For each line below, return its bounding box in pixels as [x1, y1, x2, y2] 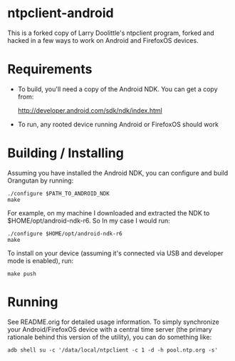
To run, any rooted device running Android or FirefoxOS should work [17, 120, 219, 128]
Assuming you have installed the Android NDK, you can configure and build [7, 168, 229, 177]
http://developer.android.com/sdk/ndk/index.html [17, 106, 162, 115]
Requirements [7, 61, 93, 78]
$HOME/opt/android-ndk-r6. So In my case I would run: [7, 216, 171, 225]
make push [7, 270, 37, 278]
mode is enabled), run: [7, 256, 73, 265]
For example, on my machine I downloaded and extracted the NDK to [7, 208, 210, 217]
